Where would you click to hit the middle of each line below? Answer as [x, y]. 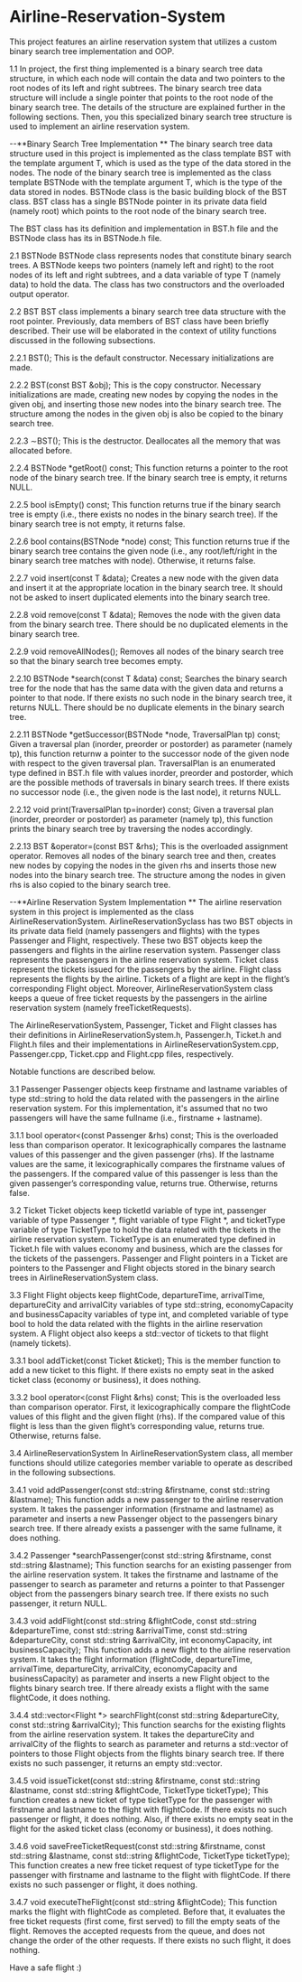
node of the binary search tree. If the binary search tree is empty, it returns [148, 477]
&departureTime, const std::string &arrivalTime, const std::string [128, 1630]
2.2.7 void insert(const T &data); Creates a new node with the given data [144, 578]
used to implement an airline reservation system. [100, 126]
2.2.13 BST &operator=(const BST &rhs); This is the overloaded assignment [149, 846]
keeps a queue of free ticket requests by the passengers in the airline [138, 998]
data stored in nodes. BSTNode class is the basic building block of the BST [148, 192]
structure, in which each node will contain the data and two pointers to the [147, 78]
